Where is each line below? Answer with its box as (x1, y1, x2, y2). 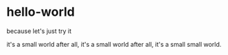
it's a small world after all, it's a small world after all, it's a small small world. (6, 40, 222, 48)
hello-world (6, 4, 76, 20)
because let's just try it (6, 27, 72, 35)
